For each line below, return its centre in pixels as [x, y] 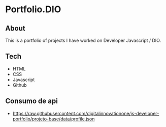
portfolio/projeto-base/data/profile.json [54, 119]
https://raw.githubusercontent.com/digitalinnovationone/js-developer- [86, 113]
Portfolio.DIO [33, 9]
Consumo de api [32, 101]
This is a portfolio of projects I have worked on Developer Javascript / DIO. [83, 40]
